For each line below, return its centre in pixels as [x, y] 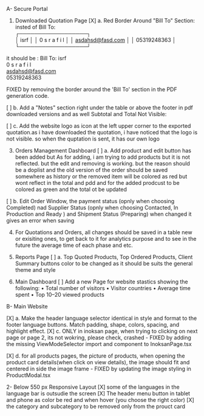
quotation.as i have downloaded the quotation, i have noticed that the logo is [102, 132]
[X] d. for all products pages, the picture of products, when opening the [96, 356]
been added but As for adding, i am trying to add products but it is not [102, 157]
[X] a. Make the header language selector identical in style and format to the [102, 318]
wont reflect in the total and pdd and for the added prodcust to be [97, 183]
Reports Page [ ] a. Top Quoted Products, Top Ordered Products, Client [104, 257]
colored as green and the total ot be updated [71, 189]
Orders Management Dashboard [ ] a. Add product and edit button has [103, 151]
